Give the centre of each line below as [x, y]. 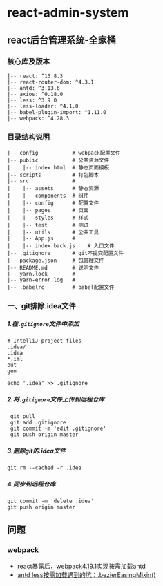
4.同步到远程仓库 [31, 484]
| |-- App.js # [41, 239]
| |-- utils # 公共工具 [53, 233]
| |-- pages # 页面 [48, 211]
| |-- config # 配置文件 [53, 203]
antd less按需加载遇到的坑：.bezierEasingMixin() [87, 574]
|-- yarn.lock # [41, 274]
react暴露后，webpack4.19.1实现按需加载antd [81, 566]
